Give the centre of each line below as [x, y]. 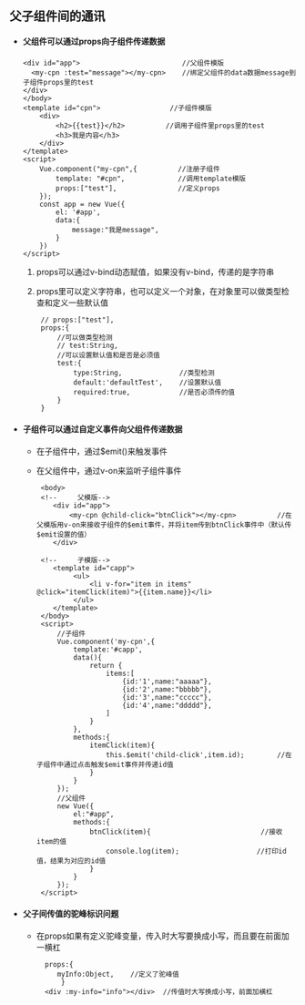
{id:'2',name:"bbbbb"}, [167, 689]
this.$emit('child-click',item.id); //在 [199, 754]
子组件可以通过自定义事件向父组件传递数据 [102, 429]
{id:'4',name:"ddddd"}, [167, 705]
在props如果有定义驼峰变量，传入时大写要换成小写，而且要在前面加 [163, 936]
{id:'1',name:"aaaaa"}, [167, 682]
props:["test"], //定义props [138, 188]
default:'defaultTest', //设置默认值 [147, 382]
